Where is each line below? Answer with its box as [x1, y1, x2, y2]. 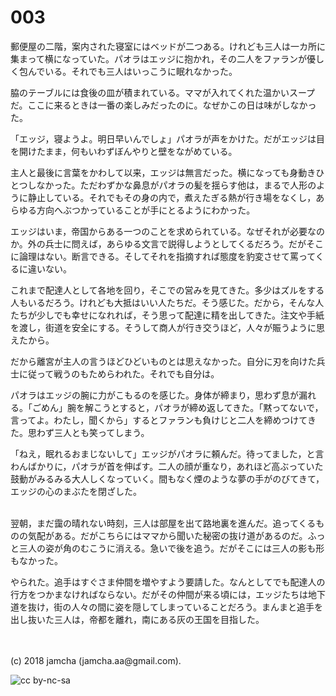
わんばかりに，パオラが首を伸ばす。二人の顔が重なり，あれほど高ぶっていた [10, 460, 324, 472]
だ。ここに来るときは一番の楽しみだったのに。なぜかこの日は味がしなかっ [10, 99, 317, 111]
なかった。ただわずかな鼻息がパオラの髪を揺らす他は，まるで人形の [36, 179, 317, 191]
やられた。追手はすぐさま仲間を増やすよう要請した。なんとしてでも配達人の [10, 576, 326, 588]
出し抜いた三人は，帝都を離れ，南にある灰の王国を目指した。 [10, 613, 265, 625]
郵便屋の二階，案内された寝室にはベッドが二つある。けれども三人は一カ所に [10, 40, 326, 52]
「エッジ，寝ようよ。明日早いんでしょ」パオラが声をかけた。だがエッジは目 [10, 132, 325, 145]
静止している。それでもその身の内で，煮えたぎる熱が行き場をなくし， [27, 191, 317, 203]
